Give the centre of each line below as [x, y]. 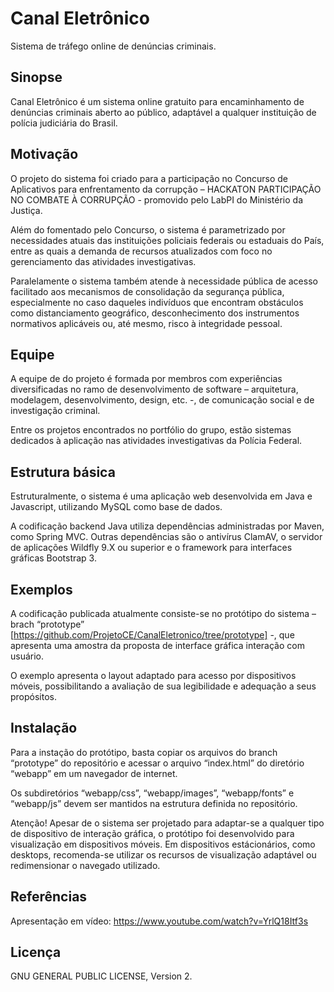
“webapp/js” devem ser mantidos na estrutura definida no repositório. [154, 803]
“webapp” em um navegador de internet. [94, 773]
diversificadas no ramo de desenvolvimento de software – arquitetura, [154, 389]
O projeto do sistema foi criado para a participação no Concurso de [149, 178]
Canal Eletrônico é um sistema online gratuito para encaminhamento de [157, 101]
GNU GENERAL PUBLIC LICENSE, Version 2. [101, 976]
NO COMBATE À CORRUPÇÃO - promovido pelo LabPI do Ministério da [157, 199]
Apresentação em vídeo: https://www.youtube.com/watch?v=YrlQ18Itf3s [159, 921]
